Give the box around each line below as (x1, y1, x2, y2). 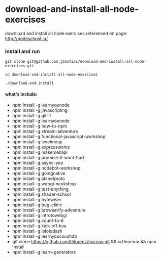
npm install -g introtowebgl (12, 213, 67, 218)
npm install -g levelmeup (12, 139, 63, 145)
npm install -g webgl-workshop (12, 181, 76, 187)
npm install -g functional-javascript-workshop (12, 133, 106, 139)
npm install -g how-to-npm (12, 123, 67, 129)
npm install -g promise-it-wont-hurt (12, 155, 85, 161)
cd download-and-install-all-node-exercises (5, 72, 98, 77)
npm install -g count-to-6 (12, 217, 64, 223)
